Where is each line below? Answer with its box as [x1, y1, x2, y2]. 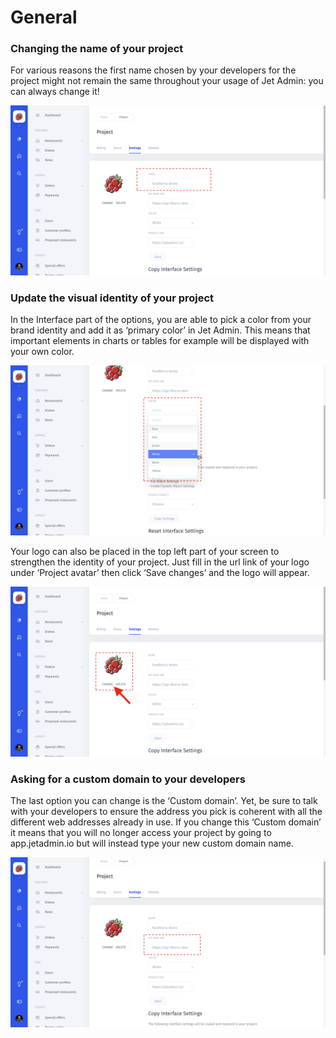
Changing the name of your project [10, 42, 184, 56]
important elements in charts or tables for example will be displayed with [10, 335, 310, 347]
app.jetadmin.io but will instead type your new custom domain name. [10, 837, 294, 850]
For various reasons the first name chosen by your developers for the [10, 64, 297, 76]
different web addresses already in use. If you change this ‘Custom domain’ [10, 816, 322, 828]
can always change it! [10, 86, 100, 98]
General [10, 6, 78, 29]
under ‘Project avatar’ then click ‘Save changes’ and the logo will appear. [10, 567, 310, 579]
